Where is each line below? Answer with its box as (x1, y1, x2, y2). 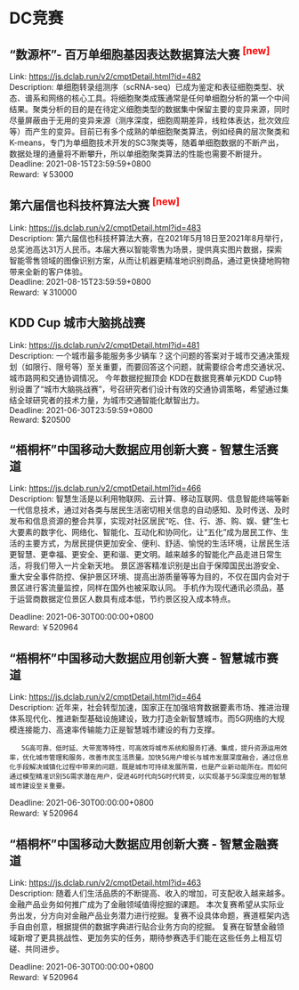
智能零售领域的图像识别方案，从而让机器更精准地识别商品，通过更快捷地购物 (9, 255, 290, 265)
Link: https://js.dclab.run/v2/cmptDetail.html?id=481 (9, 339, 200, 350)
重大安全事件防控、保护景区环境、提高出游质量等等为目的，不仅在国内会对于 (9, 572, 290, 582)
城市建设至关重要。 (9, 782, 69, 791)
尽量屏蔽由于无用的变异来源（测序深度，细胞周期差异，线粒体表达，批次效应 (9, 115, 290, 126)
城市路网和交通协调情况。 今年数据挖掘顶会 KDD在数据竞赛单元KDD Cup (9, 372, 275, 383)
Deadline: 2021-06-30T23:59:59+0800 (9, 404, 154, 415)
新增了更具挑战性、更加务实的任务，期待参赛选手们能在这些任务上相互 (16, 932, 274, 944)
